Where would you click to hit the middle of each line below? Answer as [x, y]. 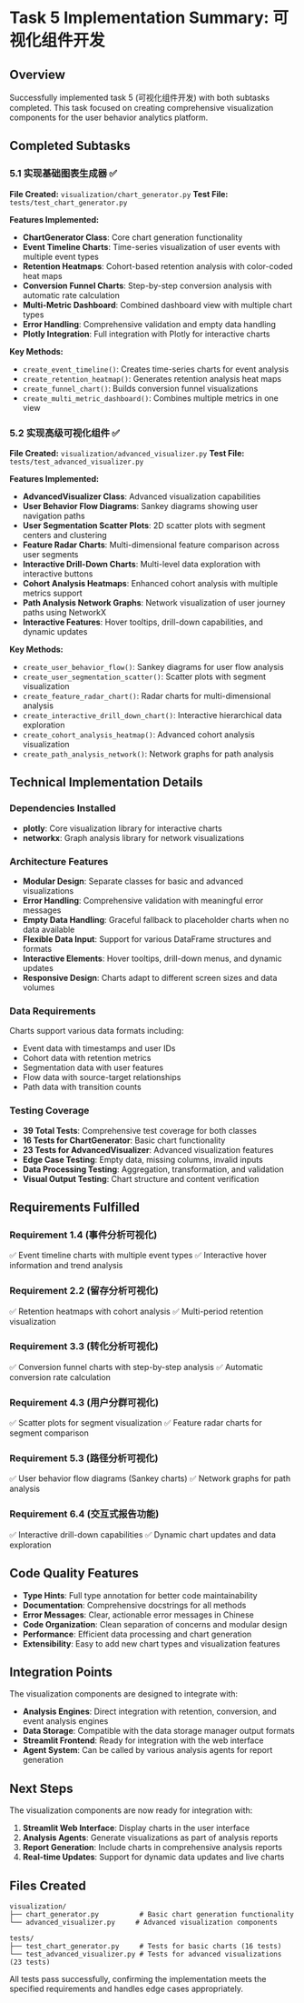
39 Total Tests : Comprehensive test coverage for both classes [139, 1130]
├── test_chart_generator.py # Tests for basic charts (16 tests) [146, 1946]
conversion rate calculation [60, 1377]
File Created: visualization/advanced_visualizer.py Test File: [127, 453]
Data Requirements [53, 1011]
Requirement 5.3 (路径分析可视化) [84, 1458]
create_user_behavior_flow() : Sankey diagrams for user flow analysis [153, 666]
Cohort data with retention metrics [87, 1058]
